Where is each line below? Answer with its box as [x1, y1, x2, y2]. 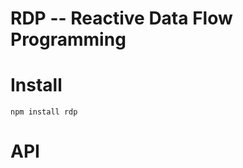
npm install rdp [10, 107, 78, 117]
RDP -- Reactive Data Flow [10, 7, 233, 30]
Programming [10, 28, 127, 51]
